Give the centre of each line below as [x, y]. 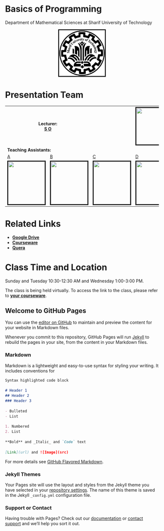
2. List [13, 432]
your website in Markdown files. [37, 328]
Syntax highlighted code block [37, 380]
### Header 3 [18, 401]
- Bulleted [16, 411]
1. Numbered [17, 427]
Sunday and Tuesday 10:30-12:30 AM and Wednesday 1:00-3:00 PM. [74, 281]
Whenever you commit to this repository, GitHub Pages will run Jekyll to [77, 337]
